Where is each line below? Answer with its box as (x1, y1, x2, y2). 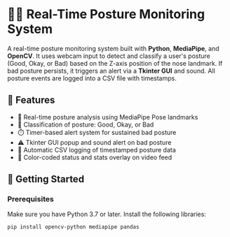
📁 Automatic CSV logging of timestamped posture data (17, 145, 177, 154)
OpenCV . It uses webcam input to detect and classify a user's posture (7, 52, 210, 60)
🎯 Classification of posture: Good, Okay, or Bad (17, 120, 154, 129)
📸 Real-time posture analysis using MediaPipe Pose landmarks (17, 113, 198, 121)
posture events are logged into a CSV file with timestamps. (7, 73, 177, 82)
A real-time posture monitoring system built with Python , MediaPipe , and (7, 44, 219, 52)
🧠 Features (7, 94, 55, 106)
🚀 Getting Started (7, 173, 85, 185)
